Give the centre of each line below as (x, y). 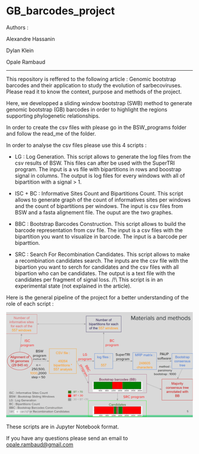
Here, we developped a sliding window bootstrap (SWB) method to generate (99, 103)
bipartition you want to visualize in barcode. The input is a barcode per (101, 237)
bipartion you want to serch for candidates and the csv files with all (97, 267)
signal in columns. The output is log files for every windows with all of (100, 175)
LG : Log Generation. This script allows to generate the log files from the (103, 156)
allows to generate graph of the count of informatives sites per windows (102, 200)
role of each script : (30, 304)
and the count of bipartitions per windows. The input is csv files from (99, 206)
